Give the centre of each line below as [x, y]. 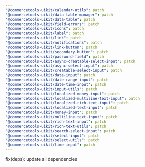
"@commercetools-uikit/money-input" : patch [51, 113]
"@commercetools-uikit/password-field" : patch [55, 56]
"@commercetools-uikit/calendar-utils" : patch [55, 10]
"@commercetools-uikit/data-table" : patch [50, 19]
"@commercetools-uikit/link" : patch [43, 38]
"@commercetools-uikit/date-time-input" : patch [56, 84]
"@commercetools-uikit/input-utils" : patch [51, 89]
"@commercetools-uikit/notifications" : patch [53, 43]
